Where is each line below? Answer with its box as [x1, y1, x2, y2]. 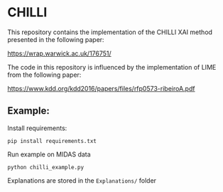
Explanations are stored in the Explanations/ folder [7, 176, 157, 185]
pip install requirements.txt [7, 137, 97, 144]
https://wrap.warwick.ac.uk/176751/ [7, 49, 111, 58]
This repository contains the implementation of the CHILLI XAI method [7, 28, 213, 36]
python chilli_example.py [7, 164, 84, 171]
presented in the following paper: [7, 35, 104, 43]
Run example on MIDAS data [7, 150, 91, 159]
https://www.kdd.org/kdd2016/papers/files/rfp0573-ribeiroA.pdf [7, 84, 195, 92]
